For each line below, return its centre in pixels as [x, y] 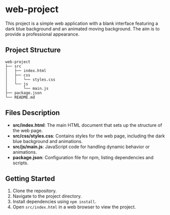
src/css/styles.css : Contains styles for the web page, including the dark [89, 136]
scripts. [21, 163]
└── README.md [20, 97]
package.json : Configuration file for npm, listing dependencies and [83, 157]
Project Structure [33, 50]
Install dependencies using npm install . [54, 202]
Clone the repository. [35, 191]
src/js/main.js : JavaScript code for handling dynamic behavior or [81, 147]
